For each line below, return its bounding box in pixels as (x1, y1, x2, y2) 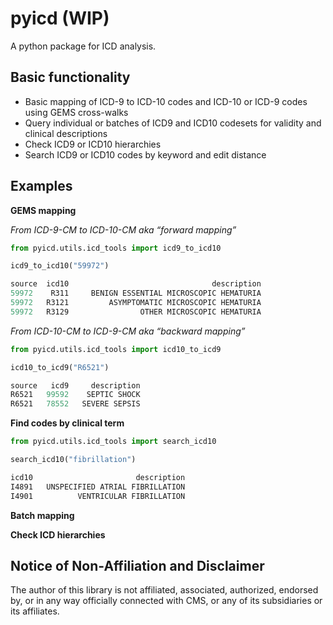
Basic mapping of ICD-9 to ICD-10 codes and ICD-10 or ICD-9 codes (24, 95, 308, 107)
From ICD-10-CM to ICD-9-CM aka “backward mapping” (10, 325, 246, 337)
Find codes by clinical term (10, 417, 125, 429)
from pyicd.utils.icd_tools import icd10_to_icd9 (10, 344, 222, 354)
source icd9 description (10, 380, 141, 391)
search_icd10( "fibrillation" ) (10, 455, 137, 465)
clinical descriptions (24, 127, 108, 139)
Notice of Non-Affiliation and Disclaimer (10, 557, 265, 574)
